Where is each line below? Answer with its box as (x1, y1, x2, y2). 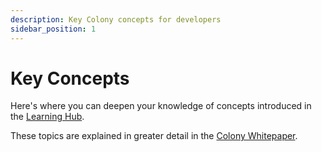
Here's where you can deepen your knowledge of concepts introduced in (10, 100, 312, 112)
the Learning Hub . (10, 111, 85, 123)
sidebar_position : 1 (10, 24, 97, 34)
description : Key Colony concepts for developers (10, 14, 222, 25)
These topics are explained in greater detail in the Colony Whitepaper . (10, 130, 298, 142)
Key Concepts (10, 67, 130, 90)
